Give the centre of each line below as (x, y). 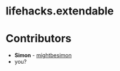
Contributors (39, 39)
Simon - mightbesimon (43, 55)
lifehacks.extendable (60, 11)
